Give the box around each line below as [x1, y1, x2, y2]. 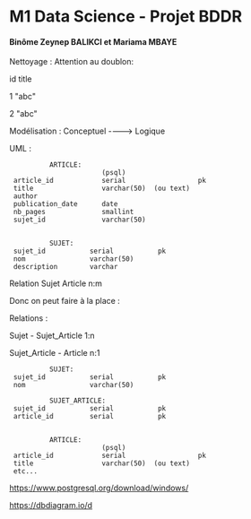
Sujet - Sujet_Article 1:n [9, 330, 96, 342]
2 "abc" [9, 108, 38, 119]
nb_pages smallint [13, 208, 134, 217]
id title [9, 74, 33, 84]
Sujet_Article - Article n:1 [9, 348, 100, 359]
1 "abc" [9, 91, 36, 102]
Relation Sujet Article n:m [9, 278, 103, 289]
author [13, 192, 39, 201]
